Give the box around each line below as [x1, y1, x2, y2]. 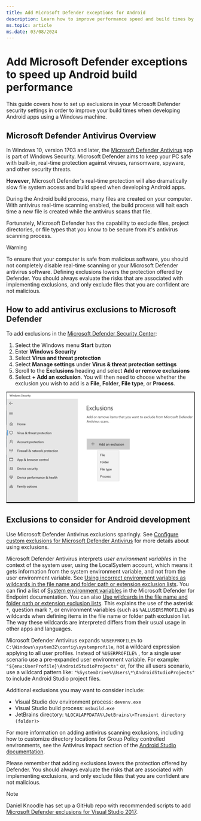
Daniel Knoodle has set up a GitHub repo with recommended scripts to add [6, 802, 191, 809]
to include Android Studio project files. [6, 675, 101, 682]
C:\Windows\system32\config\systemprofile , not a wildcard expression [6, 643, 180, 650]
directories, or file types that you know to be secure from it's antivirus [6, 226, 178, 233]
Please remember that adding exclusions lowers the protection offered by [6, 759, 187, 766]
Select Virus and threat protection [14, 354, 101, 361]
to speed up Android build [6, 68, 138, 82]
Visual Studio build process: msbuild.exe [14, 704, 115, 711]
